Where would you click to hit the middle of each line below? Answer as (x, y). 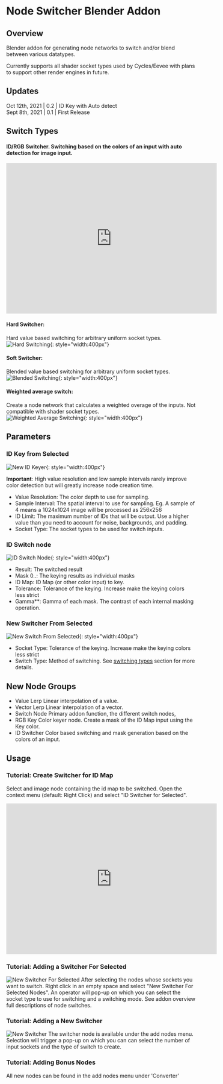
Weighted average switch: (40, 392)
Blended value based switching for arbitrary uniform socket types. (88, 371)
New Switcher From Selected (50, 623)
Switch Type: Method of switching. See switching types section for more (105, 661)
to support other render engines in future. (58, 72)
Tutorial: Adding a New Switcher (54, 1021)
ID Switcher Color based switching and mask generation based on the (101, 733)
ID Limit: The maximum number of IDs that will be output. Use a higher (102, 516)
